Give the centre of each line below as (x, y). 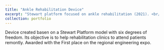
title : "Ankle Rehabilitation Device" (44, 9)
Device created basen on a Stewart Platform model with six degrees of (76, 33)
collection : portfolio (28, 18)
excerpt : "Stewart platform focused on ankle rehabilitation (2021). (77, 14)
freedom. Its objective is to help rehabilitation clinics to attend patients (76, 37)
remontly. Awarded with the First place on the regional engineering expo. (78, 43)
